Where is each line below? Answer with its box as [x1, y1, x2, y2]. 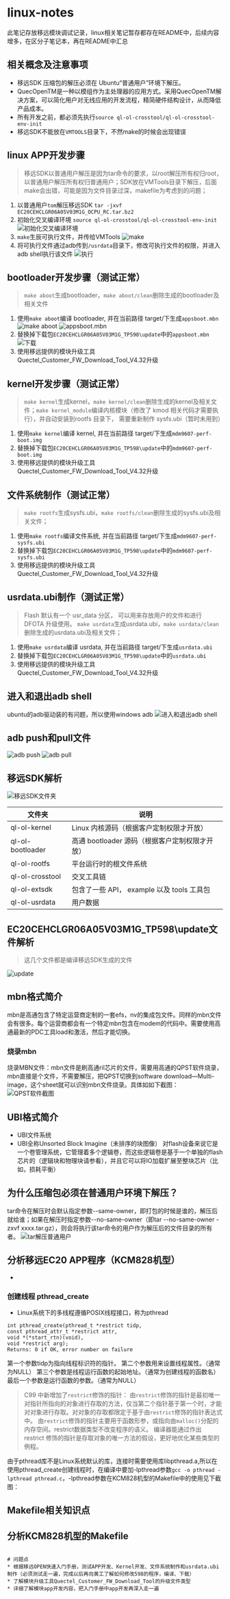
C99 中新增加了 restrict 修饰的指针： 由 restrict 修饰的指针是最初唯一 [23, 1390, 220, 1399]
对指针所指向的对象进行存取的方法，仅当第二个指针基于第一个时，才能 [23, 1399, 222, 1407]
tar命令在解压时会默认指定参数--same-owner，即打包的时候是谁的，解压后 [7, 1206, 218, 1215]
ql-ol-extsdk [10, 884, 53, 894]
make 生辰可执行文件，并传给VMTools [16, 232, 121, 241]
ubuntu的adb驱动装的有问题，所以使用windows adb [7, 710, 153, 718]
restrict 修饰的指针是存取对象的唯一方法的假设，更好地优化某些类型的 [23, 1434, 220, 1442]
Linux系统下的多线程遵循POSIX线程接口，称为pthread [16, 1308, 169, 1316]
